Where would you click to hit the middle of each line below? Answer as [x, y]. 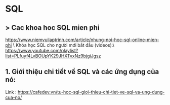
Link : [11, 92]
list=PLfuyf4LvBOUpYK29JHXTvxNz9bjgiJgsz [53, 56]
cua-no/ [14, 97]
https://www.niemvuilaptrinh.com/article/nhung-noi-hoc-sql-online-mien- [82, 40]
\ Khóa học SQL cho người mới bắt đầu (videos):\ [64, 45]
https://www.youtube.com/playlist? [42, 50]
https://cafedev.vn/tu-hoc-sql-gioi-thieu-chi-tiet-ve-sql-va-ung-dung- [91, 92]
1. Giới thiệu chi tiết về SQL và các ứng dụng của [82, 72]
